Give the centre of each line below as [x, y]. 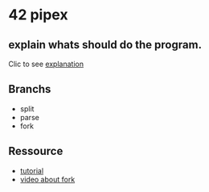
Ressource [36, 151]
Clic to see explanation [46, 64]
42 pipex [38, 15]
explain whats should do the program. [105, 45]
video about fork [47, 179]
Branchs [30, 89]
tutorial [32, 170]
